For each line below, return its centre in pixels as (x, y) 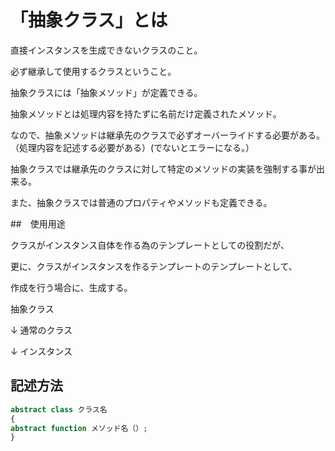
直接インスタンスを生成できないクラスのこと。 (106, 50)
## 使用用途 (38, 223)
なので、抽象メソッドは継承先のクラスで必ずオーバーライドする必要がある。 (168, 135)
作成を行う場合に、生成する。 (71, 287)
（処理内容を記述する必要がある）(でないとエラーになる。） (132, 147)
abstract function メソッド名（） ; (79, 428)
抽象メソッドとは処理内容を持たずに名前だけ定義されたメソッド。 (146, 113)
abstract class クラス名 (59, 409)
